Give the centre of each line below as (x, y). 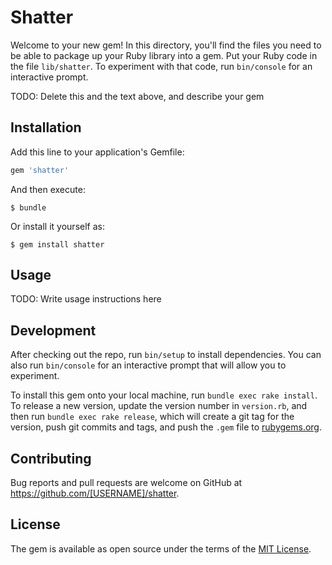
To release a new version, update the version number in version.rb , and (159, 406)
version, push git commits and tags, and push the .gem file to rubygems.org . (166, 427)
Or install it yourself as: (57, 226)
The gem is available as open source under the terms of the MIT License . (161, 548)
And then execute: (48, 189)
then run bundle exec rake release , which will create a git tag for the (152, 417)
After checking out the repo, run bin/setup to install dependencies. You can (166, 355)
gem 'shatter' (40, 170)
